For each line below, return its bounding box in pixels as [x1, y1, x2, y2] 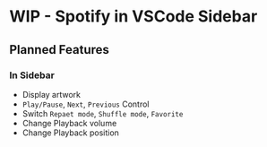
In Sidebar [9, 69, 56, 82]
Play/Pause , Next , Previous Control [22, 99, 150, 109]
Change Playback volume [22, 117, 117, 128]
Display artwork [22, 89, 82, 99]
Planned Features [9, 42, 110, 57]
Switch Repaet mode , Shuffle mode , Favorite [22, 108, 184, 118]
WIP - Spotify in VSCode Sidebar [9, 6, 258, 27]
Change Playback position [22, 127, 119, 138]
